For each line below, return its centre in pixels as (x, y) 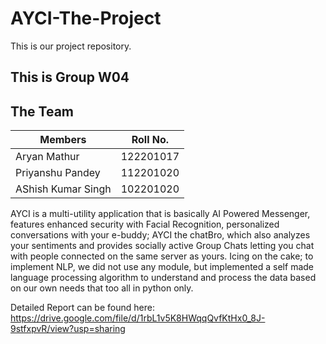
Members (63, 140)
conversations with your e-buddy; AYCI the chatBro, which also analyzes (160, 235)
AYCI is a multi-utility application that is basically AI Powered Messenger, (160, 214)
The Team (42, 111)
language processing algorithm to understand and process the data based (163, 278)
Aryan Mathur (47, 157)
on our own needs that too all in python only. (102, 288)
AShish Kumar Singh (63, 189)
